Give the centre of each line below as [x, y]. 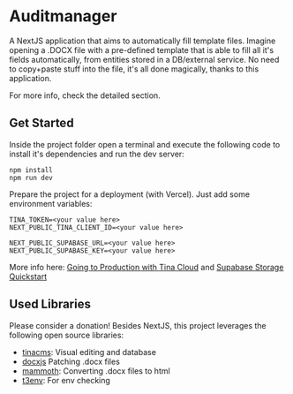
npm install [31, 170]
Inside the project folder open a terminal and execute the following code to [145, 144]
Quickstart [28, 277]
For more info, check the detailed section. [85, 95]
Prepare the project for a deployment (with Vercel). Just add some [129, 194]
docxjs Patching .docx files [71, 361]
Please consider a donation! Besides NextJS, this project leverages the [138, 325]
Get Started [41, 123]
